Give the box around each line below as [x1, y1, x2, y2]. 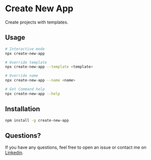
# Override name [5, 73, 38, 79]
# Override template [5, 60, 48, 65]
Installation [5, 105, 40, 113]
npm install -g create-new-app [5, 118, 69, 123]
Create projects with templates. [5, 19, 69, 25]
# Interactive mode [5, 46, 45, 52]
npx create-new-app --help [5, 91, 60, 96]
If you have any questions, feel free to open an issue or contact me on [5, 144, 147, 150]
